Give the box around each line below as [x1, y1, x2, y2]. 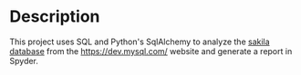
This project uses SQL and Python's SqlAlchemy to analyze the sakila [9, 36, 271, 47]
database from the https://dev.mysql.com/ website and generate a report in [9, 45, 293, 56]
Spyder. [9, 55, 39, 66]
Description [9, 6, 100, 27]
